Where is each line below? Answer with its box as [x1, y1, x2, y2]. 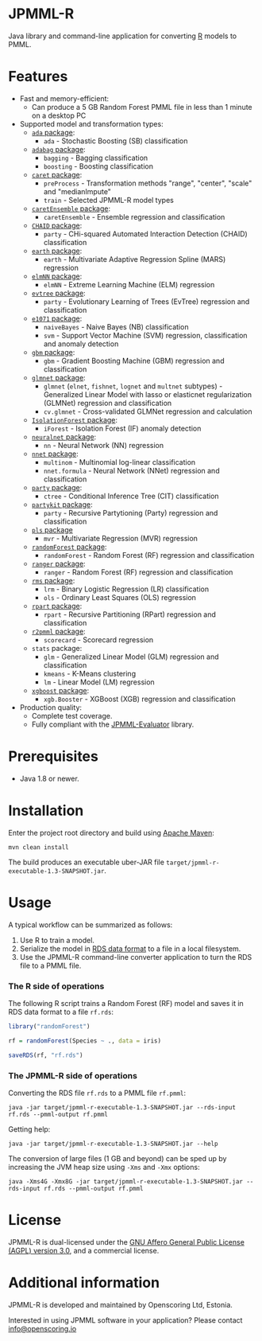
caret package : [31, 170, 83, 179]
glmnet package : [31, 372, 86, 382]
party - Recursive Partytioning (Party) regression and [43, 508, 218, 517]
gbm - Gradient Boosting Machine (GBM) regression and [43, 356, 225, 365]
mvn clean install [8, 843, 69, 852]
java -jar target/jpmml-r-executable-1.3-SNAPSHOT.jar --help [8, 1140, 218, 1148]
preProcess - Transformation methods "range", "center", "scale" [43, 178, 252, 188]
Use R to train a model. [19, 935, 95, 945]
